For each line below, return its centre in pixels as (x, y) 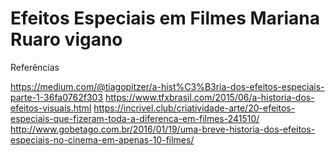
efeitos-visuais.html (51, 108)
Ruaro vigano (66, 39)
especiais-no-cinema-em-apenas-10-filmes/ (102, 139)
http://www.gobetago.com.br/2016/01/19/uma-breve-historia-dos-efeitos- (163, 129)
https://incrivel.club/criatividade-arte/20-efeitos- (194, 108)
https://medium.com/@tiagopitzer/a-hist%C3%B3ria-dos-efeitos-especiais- (167, 86)
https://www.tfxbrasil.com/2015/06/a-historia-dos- (209, 97)
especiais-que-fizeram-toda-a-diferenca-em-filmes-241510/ (135, 118)
